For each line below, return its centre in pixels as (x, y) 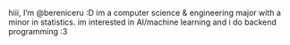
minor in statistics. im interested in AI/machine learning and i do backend (142, 22)
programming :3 (38, 31)
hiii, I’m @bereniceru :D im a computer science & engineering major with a (145, 13)
